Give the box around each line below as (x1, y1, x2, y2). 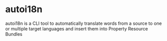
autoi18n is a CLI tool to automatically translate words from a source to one (5, 20, 162, 26)
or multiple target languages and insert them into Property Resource (5, 25, 148, 31)
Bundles (5, 31, 23, 37)
